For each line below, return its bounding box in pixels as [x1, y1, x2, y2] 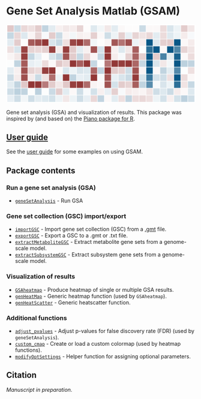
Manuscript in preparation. [6, 386, 73, 393]
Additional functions [6, 313, 67, 322]
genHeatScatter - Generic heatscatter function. [14, 298, 131, 306]
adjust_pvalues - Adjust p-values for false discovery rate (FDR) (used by [14, 328, 195, 335]
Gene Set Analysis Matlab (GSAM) [6, 4, 181, 18]
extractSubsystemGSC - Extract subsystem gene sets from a [14, 251, 161, 258]
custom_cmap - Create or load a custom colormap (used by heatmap [14, 340, 181, 347]
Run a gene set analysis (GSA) [6, 183, 96, 192]
